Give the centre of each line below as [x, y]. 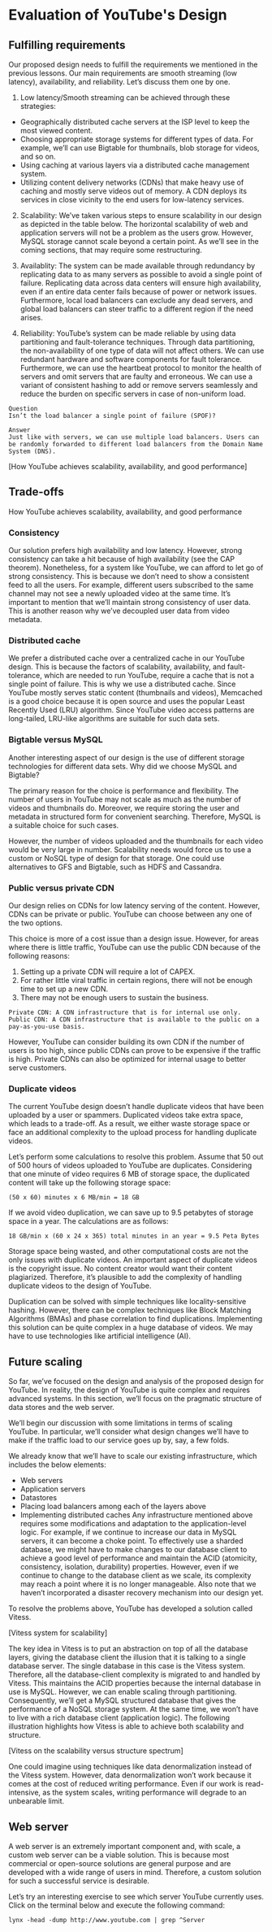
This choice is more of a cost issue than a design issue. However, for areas [134, 938]
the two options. [36, 923]
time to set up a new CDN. [64, 989]
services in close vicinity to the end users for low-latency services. [132, 200]
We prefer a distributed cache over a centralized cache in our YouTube [127, 658]
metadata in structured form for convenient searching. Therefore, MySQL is [135, 816]
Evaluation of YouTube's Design [118, 15]
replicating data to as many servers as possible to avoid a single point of [141, 274]
